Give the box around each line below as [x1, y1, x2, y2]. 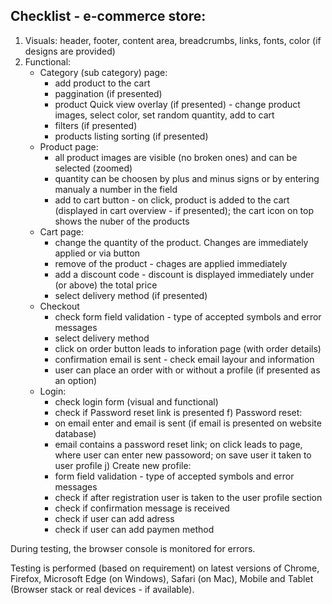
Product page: [39, 140, 99, 153]
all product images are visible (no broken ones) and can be [54, 151, 298, 163]
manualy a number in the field [54, 183, 178, 195]
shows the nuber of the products [54, 215, 190, 227]
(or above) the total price [54, 279, 158, 291]
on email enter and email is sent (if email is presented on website [54, 417, 322, 429]
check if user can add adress [54, 512, 175, 524]
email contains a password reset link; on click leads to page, [54, 438, 303, 450]
